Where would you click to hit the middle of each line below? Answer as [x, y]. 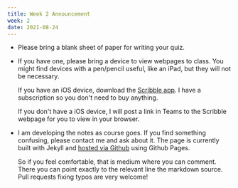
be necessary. [38, 76]
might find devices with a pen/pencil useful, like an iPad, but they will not [124, 69]
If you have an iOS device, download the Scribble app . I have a [109, 90]
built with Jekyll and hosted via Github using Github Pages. [104, 148]
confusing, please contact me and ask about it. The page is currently [118, 140]
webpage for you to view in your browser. [79, 119]
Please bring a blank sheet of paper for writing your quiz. [101, 48]
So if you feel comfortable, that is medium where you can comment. [117, 162]
